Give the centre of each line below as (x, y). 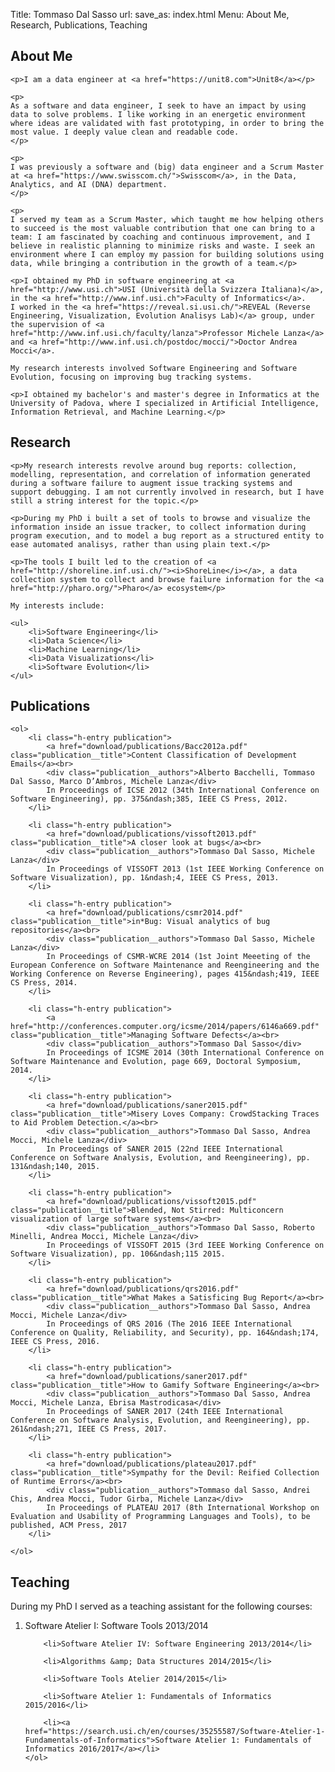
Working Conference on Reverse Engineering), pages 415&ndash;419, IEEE (165, 974)
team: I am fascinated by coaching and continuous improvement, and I (160, 237)
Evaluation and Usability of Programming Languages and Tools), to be (160, 1517)
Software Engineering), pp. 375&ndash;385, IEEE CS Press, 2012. (149, 799)
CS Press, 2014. (44, 983)
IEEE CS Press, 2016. (55, 1342)
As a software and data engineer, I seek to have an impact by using (158, 105)
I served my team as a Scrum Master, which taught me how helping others (167, 219)
